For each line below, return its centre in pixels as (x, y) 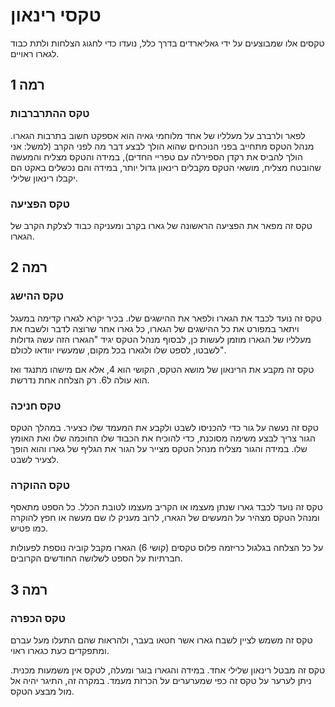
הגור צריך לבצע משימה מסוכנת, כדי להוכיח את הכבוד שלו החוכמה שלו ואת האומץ (163, 438)
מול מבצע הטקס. (42, 691)
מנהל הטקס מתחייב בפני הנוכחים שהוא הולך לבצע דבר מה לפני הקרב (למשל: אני (162, 146)
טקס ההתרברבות (50, 114)
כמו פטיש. (29, 528)
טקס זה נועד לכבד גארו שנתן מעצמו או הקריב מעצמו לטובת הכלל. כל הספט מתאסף (166, 507)
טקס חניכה (36, 406)
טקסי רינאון (56, 15)
